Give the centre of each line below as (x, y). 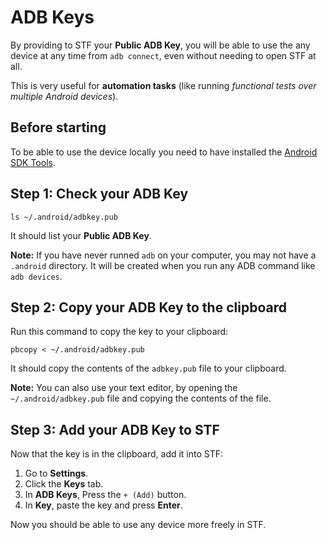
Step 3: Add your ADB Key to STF (115, 429)
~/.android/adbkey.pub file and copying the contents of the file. (141, 398)
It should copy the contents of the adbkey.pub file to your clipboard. (148, 368)
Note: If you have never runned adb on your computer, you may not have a (163, 255)
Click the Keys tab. (64, 484)
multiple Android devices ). (64, 96)
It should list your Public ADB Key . (81, 235)
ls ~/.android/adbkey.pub (64, 217)
